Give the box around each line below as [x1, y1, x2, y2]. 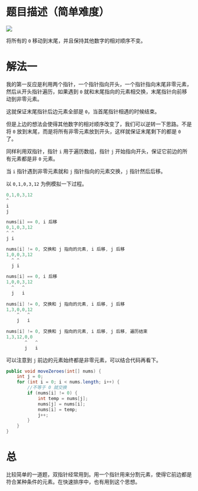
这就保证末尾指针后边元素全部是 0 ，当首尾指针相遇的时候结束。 [6, 107, 160, 115]
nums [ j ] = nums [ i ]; [37, 401, 85, 407]
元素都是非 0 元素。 [11, 155, 59, 162]
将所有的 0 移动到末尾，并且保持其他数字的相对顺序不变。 [6, 37, 146, 44]
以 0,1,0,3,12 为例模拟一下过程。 [6, 180, 87, 187]
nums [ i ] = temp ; [37, 407, 78, 413]
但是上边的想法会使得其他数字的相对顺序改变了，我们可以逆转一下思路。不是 [6, 120, 192, 127]
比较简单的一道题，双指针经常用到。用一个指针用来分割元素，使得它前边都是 [6, 470, 192, 478]
